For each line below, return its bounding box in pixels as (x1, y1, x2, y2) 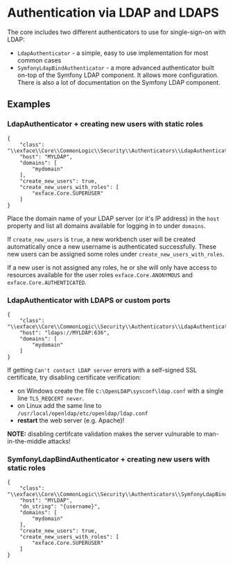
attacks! (47, 436, 71, 445)
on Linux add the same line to (17, 401, 102, 409)
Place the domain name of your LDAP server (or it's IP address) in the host (7, 214, 220, 222)
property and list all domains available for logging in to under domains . (7, 221, 206, 230)
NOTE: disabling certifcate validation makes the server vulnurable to (7, 429, 202, 438)
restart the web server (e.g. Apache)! (17, 416, 125, 425)
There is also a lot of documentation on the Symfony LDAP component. (17, 78, 221, 86)
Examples (7, 99, 51, 110)
